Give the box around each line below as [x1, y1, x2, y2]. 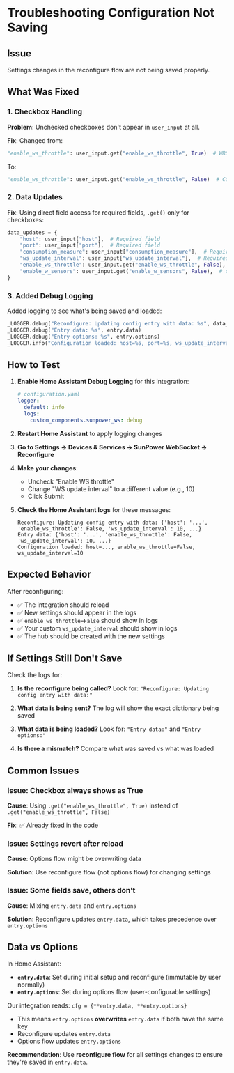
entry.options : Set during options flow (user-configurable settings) [17, 988, 211, 996]
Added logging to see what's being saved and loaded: [7, 307, 162, 315]
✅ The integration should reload [17, 601, 109, 609]
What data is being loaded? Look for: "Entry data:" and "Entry [17, 725, 201, 733]
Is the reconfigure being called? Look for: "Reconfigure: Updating [17, 684, 209, 693]
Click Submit [27, 492, 65, 500]
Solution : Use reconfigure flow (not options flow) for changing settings [7, 868, 211, 877]
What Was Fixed [7, 86, 79, 98]
